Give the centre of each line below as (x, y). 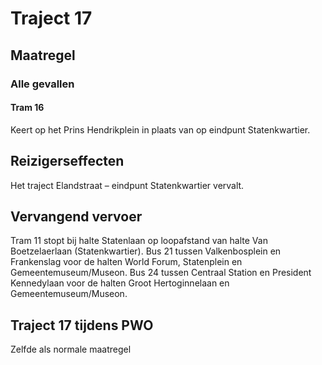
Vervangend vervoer (76, 216)
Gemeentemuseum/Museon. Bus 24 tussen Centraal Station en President (161, 273)
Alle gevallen (42, 84)
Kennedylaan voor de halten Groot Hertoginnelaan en (120, 283)
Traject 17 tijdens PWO (82, 325)
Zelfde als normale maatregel (71, 349)
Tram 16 (27, 108)
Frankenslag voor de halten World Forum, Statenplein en (126, 262)
